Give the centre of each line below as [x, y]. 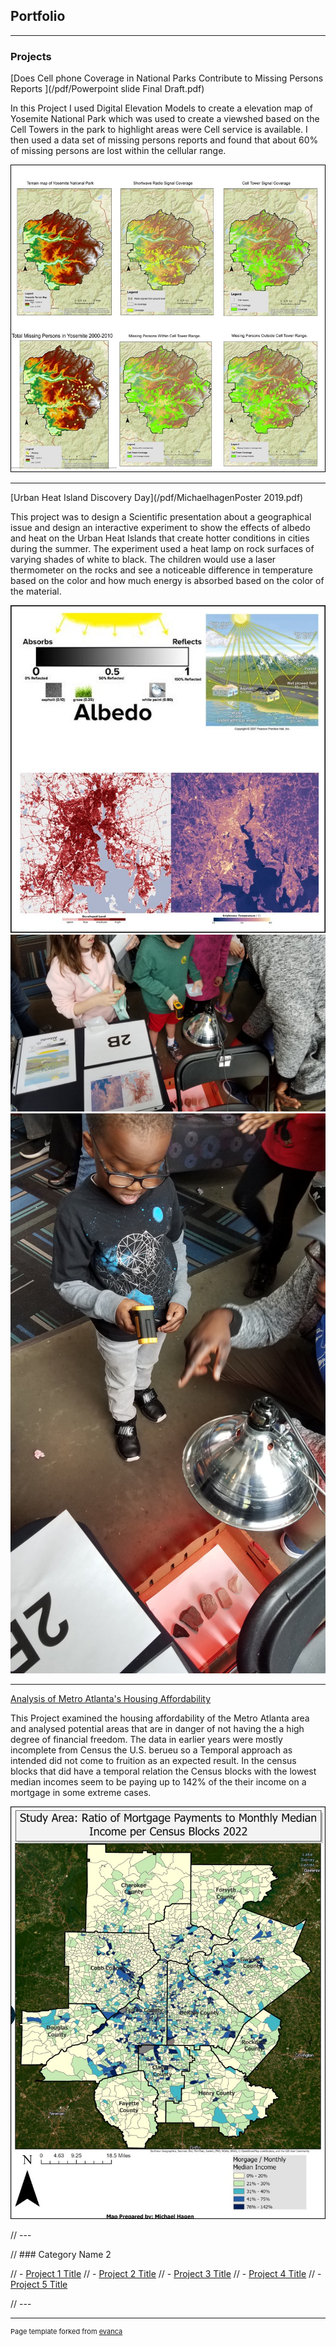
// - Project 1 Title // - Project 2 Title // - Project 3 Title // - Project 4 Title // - [166, 2274]
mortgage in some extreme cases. [81, 1793]
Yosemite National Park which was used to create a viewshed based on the [165, 119]
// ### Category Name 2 [61, 2255]
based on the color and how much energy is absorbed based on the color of [167, 581]
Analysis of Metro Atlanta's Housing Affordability [111, 1699]
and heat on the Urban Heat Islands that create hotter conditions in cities [160, 538]
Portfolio [38, 16]
